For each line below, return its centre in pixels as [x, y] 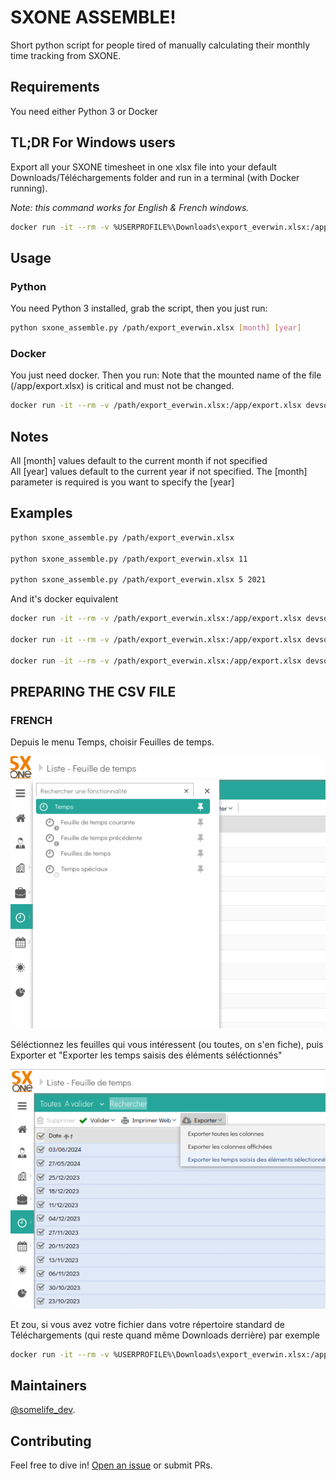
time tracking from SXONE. [66, 55]
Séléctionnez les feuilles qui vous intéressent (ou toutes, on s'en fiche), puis [167, 1044]
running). [29, 188]
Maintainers [49, 1386]
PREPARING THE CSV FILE [93, 691]
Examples [41, 513]
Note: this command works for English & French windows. [130, 207]
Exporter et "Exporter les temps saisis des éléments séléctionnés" [146, 1055]
